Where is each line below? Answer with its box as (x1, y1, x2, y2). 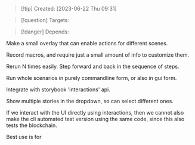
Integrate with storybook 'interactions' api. (6, 86, 110, 93)
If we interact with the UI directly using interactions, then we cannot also (6, 109, 184, 116)
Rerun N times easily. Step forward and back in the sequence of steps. (6, 63, 179, 70)
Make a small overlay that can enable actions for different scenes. (6, 40, 168, 47)
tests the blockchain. (6, 122, 58, 129)
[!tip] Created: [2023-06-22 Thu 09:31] (20, 5, 117, 12)
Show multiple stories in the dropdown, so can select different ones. (6, 98, 174, 104)
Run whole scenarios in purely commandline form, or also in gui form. (6, 75, 177, 81)
